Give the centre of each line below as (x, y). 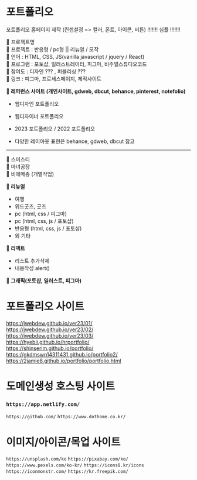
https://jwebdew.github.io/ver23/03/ (50, 335)
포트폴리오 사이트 (45, 307)
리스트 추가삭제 (32, 261)
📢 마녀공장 (18, 166)
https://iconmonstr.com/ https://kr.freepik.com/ (67, 472)
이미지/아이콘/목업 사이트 (63, 442)
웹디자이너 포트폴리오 (39, 116)
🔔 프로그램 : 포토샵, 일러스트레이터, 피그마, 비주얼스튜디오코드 (77, 64)
